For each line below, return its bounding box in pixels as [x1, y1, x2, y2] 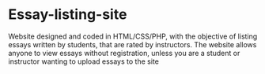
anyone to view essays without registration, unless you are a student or [8, 48, 240, 57]
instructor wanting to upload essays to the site [8, 57, 160, 66]
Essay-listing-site [8, 6, 127, 24]
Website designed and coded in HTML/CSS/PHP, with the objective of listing [8, 31, 258, 41]
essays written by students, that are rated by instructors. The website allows [8, 39, 257, 49]
